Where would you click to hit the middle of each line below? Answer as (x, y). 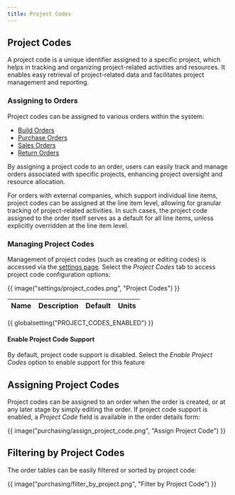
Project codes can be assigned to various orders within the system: (106, 116)
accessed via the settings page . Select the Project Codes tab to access (111, 267)
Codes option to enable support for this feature (76, 362)
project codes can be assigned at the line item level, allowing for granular (114, 202)
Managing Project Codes (51, 244)
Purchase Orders (42, 137)
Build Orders (36, 130)
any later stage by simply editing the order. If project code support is (108, 410)
